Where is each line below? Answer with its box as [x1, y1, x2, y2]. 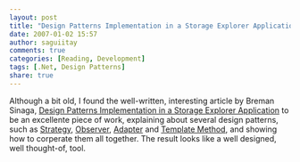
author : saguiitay [9, 37, 78, 47]
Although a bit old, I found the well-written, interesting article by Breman [9, 95, 275, 106]
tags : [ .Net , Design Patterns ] [9, 63, 126, 72]
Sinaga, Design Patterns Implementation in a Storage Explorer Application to [9, 104, 289, 116]
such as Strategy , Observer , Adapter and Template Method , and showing [9, 124, 278, 134]
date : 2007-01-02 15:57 [9, 29, 98, 38]
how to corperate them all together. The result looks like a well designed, [9, 133, 277, 143]
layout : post [9, 12, 58, 22]
